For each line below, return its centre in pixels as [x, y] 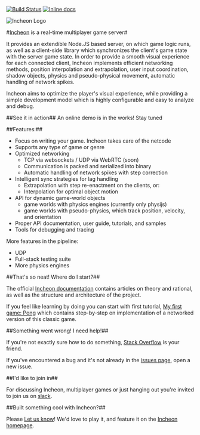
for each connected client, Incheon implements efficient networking [90, 63]
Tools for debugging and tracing [54, 229]
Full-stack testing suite [43, 259]
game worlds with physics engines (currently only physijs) [95, 204]
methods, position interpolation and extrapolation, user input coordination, [98, 69]
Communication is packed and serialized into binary [87, 166]
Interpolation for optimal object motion [71, 192]
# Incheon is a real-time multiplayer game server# [67, 32]
